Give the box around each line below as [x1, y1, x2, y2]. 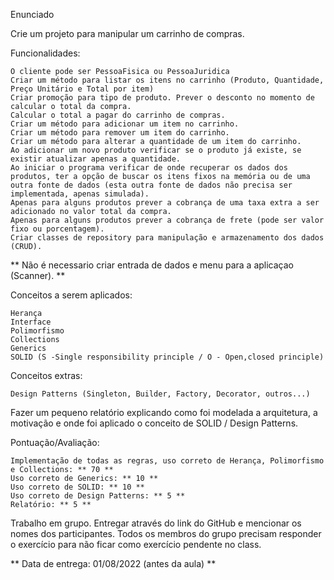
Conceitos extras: [10, 370, 83, 381]
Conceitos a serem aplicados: [10, 289, 133, 301]
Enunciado [10, 9, 55, 20]
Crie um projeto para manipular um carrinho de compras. [10, 28, 245, 39]
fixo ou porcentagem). [10, 224, 105, 234]
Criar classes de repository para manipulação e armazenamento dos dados [10, 233, 325, 243]
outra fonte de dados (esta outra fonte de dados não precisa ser [10, 180, 293, 190]
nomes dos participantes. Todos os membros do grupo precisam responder [10, 528, 322, 539]
